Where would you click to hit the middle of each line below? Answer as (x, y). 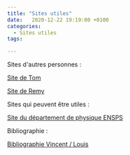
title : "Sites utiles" (40, 13)
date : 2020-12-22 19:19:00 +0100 (58, 20)
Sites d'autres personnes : (44, 64)
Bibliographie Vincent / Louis (48, 144)
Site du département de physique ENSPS (65, 118)
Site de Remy (26, 91)
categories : (24, 26)
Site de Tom (24, 78)
